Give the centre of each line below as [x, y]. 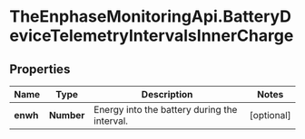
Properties [40, 69]
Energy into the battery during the [166, 110]
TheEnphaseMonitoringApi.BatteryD [151, 17]
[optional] [270, 115]
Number [67, 115]
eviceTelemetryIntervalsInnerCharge [152, 36]
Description [167, 94]
